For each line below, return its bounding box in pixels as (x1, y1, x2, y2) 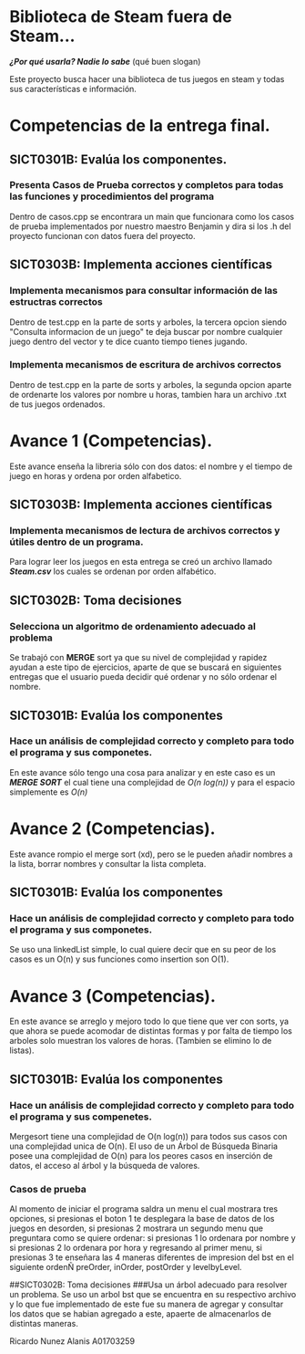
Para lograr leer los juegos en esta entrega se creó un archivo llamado (9, 557, 273, 568)
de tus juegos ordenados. (9, 399, 106, 410)
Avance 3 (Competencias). (9, 985, 217, 1006)
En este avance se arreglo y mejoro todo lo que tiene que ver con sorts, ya (9, 1015, 290, 1027)
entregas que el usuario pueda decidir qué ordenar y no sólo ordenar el (9, 672, 278, 682)
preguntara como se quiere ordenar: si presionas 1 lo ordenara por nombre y (9, 1233, 296, 1244)
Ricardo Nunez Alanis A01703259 (9, 1336, 135, 1347)
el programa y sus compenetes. (9, 1110, 153, 1123)
